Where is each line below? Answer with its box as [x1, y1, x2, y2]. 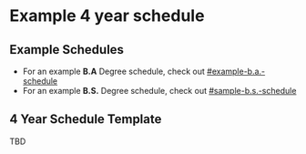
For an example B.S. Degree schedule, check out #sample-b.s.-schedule [22, 86, 297, 96]
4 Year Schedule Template [9, 111, 162, 128]
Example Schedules [9, 42, 125, 57]
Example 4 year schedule [9, 5, 205, 26]
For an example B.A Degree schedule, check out [22, 66, 205, 77]
